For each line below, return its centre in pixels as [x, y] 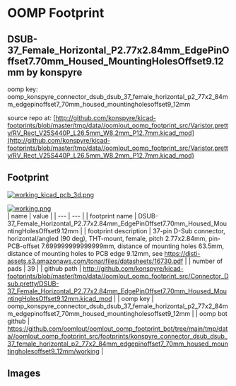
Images [24, 374]
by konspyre [54, 72]
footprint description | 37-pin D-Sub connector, [157, 230]
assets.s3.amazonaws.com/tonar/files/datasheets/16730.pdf [95, 261]
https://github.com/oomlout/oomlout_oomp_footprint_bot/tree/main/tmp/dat [118, 328]
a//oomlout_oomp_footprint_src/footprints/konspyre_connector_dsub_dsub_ [118, 336]
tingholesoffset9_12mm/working [54, 351]
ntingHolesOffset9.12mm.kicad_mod [60, 298]
